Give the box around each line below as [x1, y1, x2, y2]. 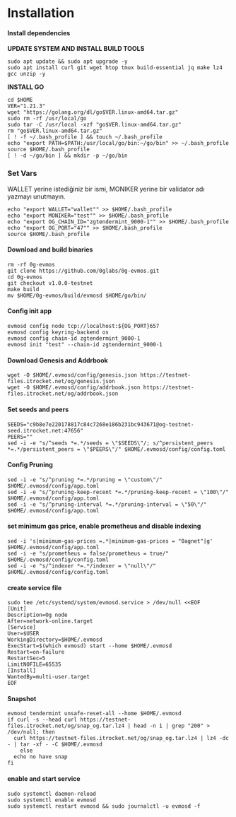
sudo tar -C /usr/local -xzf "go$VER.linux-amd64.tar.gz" [7, 122, 182, 129]
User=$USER [7, 630, 40, 637]
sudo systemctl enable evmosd [7, 797, 97, 804]
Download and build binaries [7, 245, 93, 254]
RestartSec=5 [7, 655, 46, 662]
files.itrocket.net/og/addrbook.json [7, 390, 119, 397]
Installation [7, 5, 75, 21]
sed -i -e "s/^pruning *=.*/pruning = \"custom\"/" [7, 476, 163, 483]
